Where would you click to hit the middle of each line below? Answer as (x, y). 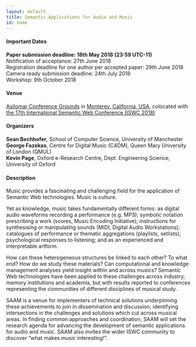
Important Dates (26, 41)
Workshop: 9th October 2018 (41, 80)
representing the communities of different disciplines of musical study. (92, 289)
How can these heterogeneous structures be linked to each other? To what (97, 258)
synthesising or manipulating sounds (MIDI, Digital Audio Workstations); (93, 227)
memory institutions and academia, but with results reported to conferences (98, 283)
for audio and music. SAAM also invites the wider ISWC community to (91, 332)
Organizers (20, 126)
